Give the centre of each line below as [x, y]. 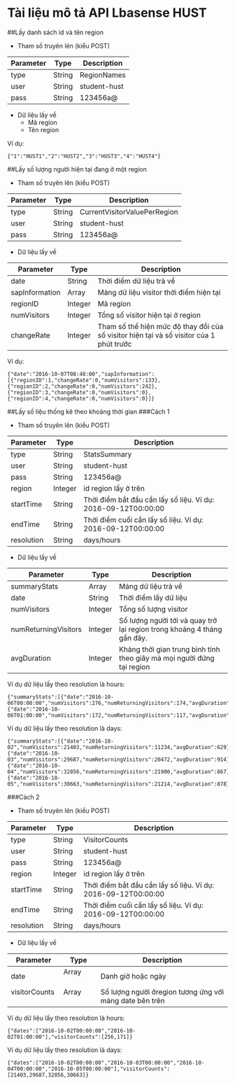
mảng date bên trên [133, 1000]
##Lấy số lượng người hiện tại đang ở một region [77, 169]
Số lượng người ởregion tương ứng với [162, 992]
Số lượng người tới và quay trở [168, 620]
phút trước [115, 344]
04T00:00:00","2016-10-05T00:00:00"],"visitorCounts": [89, 1069]
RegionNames [102, 75]
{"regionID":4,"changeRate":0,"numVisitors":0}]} [81, 398]
